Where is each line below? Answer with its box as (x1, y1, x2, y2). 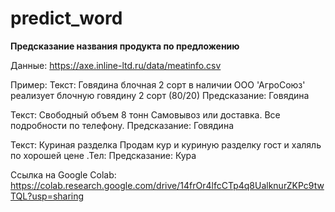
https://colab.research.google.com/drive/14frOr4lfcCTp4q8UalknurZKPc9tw (10, 179, 325, 191)
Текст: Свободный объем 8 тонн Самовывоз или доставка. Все (10, 108, 281, 121)
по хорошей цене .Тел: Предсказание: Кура (10, 149, 197, 161)
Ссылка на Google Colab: (10, 168, 117, 181)
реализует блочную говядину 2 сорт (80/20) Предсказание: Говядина (10, 89, 310, 101)
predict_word (10, 7, 123, 30)
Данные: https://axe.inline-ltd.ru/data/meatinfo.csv (10, 59, 222, 71)
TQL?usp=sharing (10, 190, 85, 202)
